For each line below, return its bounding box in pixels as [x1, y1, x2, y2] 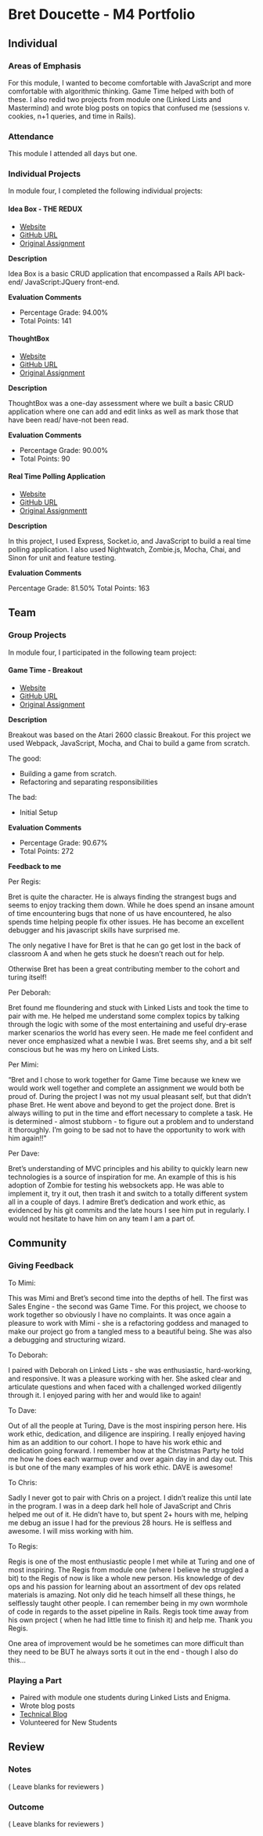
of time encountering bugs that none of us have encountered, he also [8, 908, 232, 918]
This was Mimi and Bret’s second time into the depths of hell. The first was [8, 1293, 249, 1302]
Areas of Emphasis [8, 60, 81, 71]
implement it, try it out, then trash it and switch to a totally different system [8, 1188, 248, 1198]
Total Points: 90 [19, 454, 70, 463]
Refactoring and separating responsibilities [19, 777, 158, 787]
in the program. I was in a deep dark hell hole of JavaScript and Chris [8, 1501, 232, 1510]
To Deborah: [8, 1350, 49, 1360]
